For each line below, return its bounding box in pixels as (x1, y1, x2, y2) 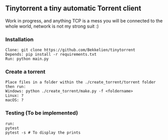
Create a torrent (5, 68, 46, 76)
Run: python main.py (5, 56, 49, 62)
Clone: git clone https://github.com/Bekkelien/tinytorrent (5, 48, 136, 53)
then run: (5, 84, 26, 89)
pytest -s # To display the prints (5, 130, 81, 135)
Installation (5, 36, 34, 43)
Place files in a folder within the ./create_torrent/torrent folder (5, 80, 156, 85)
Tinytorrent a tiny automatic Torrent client (5, 4, 142, 13)
